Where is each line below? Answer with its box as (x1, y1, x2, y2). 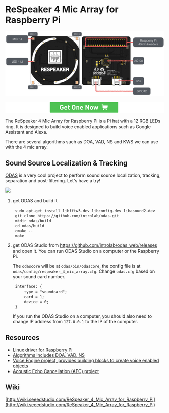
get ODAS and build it (12, 198, 58, 204)
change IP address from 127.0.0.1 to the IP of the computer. (12, 319, 139, 325)
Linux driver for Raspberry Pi (12, 347, 73, 353)
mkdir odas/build (15, 219, 51, 224)
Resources (5, 333, 40, 342)
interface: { (15, 284, 42, 290)
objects (12, 363, 29, 369)
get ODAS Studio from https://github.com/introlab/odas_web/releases (12, 242, 157, 249)
